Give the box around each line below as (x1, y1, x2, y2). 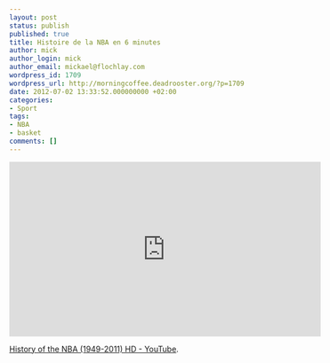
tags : (9, 112, 29, 121)
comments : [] (9, 137, 58, 146)
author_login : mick (9, 54, 82, 63)
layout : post (9, 12, 58, 22)
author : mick (9, 46, 58, 55)
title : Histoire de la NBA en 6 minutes (9, 37, 162, 47)
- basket (9, 129, 42, 138)
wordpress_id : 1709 (9, 71, 82, 80)
